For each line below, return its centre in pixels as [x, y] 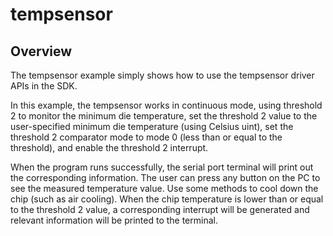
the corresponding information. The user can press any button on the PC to [165, 177]
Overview [41, 51]
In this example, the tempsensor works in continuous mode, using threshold [166, 105]
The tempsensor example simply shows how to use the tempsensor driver [162, 75]
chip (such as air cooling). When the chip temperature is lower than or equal [167, 199]
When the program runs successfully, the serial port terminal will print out [162, 167]
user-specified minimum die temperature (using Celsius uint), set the [152, 126]
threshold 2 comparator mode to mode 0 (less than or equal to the [146, 137]
